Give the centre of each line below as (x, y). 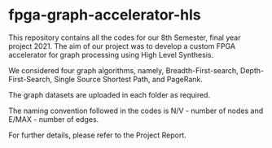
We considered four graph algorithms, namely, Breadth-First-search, (123, 70)
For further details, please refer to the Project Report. (98, 135)
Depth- (252, 70)
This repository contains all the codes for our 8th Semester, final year (125, 37)
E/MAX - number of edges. (54, 119)
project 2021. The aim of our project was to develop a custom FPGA (122, 46)
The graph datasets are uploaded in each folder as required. (109, 94)
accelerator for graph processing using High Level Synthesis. (111, 54)
